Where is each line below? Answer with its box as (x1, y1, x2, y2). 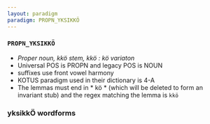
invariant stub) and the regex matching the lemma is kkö (17, 91, 178, 99)
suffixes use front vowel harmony (17, 68, 114, 77)
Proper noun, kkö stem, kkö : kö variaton (17, 54, 135, 62)
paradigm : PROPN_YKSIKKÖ (7, 17, 80, 24)
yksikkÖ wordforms (7, 108, 76, 118)
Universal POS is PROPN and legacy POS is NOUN (17, 61, 163, 70)
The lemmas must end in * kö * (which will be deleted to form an (17, 83, 203, 91)
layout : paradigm (7, 10, 58, 17)
